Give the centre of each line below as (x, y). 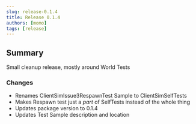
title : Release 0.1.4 (33, 17)
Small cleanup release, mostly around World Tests (68, 67)
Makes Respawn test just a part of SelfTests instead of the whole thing (103, 102)
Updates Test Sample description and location (72, 115)
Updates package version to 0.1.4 (56, 108)
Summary (25, 52)
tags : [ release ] (26, 28)
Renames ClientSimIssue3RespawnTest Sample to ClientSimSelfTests (101, 96)
